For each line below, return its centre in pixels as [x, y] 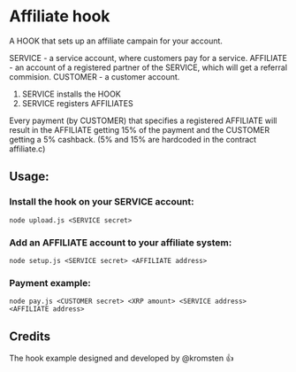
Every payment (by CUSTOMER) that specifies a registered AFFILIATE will [143, 120]
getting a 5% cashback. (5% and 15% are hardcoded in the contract [133, 139]
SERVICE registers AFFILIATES [78, 103]
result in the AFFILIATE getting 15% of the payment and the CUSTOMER [140, 129]
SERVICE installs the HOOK [71, 94]
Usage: [30, 177]
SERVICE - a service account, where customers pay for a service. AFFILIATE [148, 58]
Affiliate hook [60, 16]
